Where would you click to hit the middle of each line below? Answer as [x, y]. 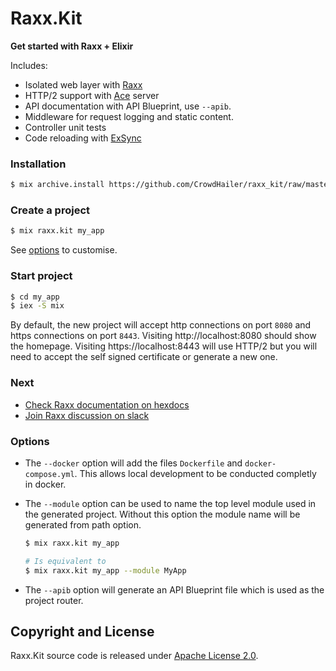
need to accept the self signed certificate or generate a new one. [144, 357]
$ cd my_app [35, 297]
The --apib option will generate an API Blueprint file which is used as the [174, 589]
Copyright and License [82, 631]
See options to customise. [64, 250]
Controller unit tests [65, 127]
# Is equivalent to [65, 561]
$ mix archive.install [57, 185]
